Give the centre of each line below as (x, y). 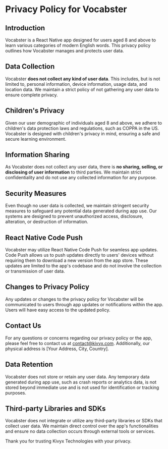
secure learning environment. (36, 139)
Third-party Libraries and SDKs (55, 408)
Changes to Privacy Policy (47, 287)
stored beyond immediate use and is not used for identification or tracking (82, 387)
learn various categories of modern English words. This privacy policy (78, 45)
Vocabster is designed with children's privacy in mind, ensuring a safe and (83, 133)
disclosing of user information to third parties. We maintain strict (73, 172)
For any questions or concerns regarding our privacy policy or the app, (79, 338)
